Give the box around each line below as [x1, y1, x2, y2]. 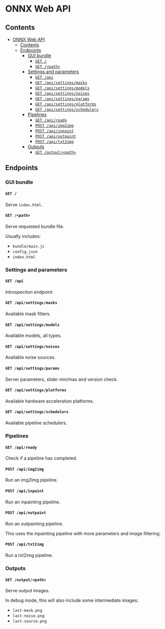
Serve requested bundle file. [5, 223, 65, 230]
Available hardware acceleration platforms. [5, 398, 94, 404]
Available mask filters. [5, 311, 51, 317]
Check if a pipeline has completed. [5, 455, 77, 462]
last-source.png [12, 619, 47, 624]
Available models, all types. [5, 332, 62, 338]
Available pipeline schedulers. [5, 420, 67, 426]
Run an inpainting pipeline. [5, 499, 61, 505]
